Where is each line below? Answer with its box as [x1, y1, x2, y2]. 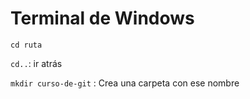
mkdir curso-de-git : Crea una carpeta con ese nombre [10, 77, 240, 89]
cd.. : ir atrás [10, 57, 63, 69]
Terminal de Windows [10, 7, 195, 30]
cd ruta [10, 40, 43, 50]
